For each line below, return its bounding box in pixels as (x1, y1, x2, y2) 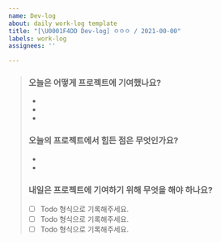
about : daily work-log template (8, 19, 117, 28)
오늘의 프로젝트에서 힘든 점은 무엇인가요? (28, 135, 179, 146)
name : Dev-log (8, 11, 57, 20)
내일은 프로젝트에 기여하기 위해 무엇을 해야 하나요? (28, 184, 213, 195)
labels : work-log (8, 34, 67, 43)
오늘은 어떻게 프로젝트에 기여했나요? (28, 78, 162, 89)
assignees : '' (8, 42, 57, 50)
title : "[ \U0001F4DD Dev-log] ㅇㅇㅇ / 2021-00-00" (8, 27, 181, 35)
